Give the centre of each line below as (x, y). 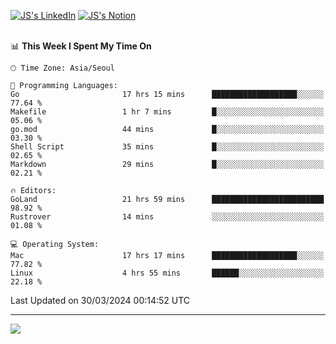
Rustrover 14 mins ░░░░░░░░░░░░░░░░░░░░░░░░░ (167, 217)
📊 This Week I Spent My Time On (81, 46)
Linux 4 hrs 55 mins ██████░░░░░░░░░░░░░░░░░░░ (167, 273)
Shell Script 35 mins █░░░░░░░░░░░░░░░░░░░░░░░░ (167, 147)
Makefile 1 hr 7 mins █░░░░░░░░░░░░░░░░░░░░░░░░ (167, 112)
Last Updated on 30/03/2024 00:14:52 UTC (100, 300)
